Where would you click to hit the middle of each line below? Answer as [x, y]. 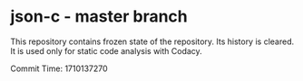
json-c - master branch [99, 17]
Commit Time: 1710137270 [59, 68]
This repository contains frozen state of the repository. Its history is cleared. [152, 41]
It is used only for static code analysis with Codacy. [106, 50]
